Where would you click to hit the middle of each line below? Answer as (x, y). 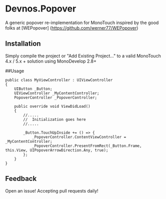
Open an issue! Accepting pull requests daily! (52, 190)
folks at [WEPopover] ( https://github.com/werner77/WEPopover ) (72, 28)
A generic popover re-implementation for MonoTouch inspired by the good (82, 23)
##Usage (15, 71)
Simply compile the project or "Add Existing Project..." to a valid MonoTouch (83, 56)
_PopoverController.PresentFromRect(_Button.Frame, (87, 146)
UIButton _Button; (33, 89)
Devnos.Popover (41, 9)
